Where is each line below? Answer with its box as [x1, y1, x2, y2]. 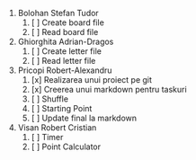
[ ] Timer [31, 132, 64, 142]
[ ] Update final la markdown [31, 112, 138, 123]
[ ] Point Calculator [31, 141, 102, 152]
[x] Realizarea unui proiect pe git [31, 75, 153, 84]
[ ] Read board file [31, 27, 99, 37]
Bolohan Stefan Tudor [17, 8, 99, 18]
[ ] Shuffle [31, 93, 69, 104]
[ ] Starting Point [31, 103, 93, 113]
